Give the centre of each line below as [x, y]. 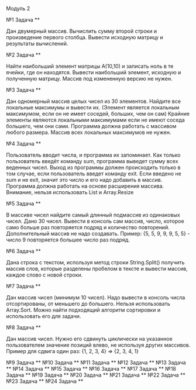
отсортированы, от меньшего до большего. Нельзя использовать [88, 304]
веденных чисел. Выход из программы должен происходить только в [93, 167]
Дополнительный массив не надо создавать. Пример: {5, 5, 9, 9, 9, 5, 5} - [98, 234]
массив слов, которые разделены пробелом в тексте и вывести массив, [97, 269]
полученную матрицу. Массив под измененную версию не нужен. [89, 79]
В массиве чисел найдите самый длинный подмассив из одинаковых [93, 215]
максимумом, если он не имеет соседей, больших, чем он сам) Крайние [98, 114]
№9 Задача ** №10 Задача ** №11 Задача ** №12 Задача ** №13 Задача [96, 363]
